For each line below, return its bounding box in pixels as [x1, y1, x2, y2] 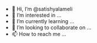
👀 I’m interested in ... [11, 12, 62, 19]
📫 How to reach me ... [11, 31, 66, 37]
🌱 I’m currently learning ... [11, 18, 75, 24]
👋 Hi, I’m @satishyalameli [11, 6, 73, 12]
